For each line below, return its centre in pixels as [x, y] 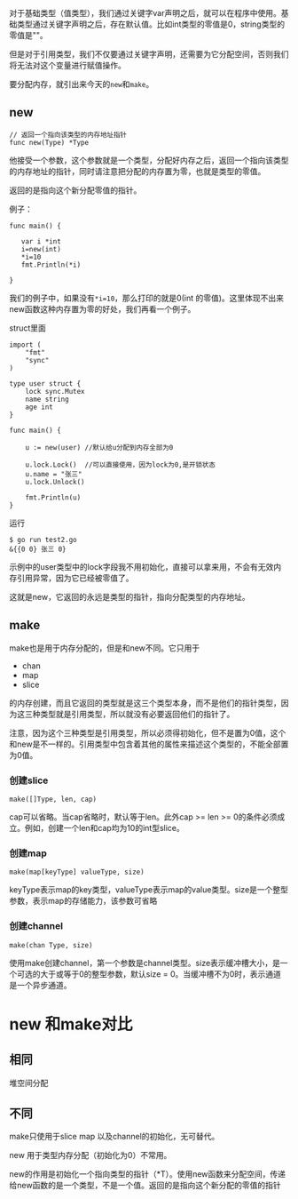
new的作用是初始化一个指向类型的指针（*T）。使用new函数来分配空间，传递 [148, 1174]
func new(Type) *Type [49, 142]
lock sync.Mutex [55, 391]
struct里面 [28, 328]
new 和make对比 [71, 1024]
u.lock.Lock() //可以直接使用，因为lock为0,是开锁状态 [120, 465]
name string [47, 399]
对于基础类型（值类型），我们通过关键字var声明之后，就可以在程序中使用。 [145, 13]
